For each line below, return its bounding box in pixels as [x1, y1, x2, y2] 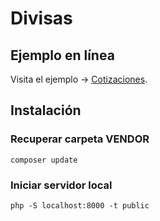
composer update [10, 155, 78, 165]
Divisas [10, 7, 73, 30]
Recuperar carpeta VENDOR [10, 132, 150, 146]
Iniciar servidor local [10, 178, 113, 192]
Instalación [10, 102, 82, 119]
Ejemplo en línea [10, 47, 115, 64]
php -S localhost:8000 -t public [10, 200, 150, 211]
